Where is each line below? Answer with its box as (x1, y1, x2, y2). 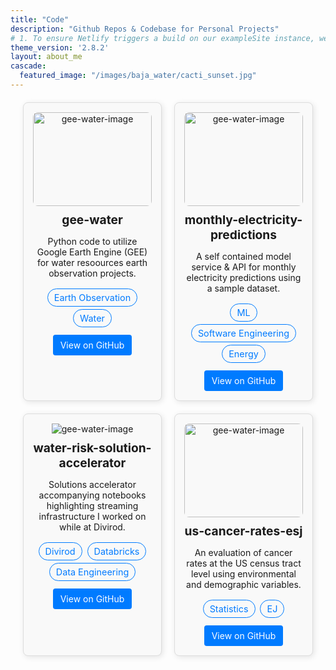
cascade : (10, 61, 47, 71)
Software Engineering (197, 327, 290, 339)
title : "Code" (10, 14, 70, 25)
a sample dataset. (206, 282, 281, 294)
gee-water (61, 211, 123, 228)
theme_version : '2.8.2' (10, 42, 110, 53)
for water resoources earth (36, 256, 148, 268)
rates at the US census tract (186, 557, 302, 569)
